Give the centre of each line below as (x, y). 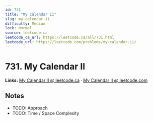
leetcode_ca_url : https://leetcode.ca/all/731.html (60, 38)
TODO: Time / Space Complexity (46, 113)
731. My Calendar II (45, 66)
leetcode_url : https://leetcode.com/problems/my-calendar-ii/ (71, 42)
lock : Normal (19, 28)
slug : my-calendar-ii (28, 19)
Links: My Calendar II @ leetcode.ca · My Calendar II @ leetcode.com (76, 80)
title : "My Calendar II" (31, 14)
